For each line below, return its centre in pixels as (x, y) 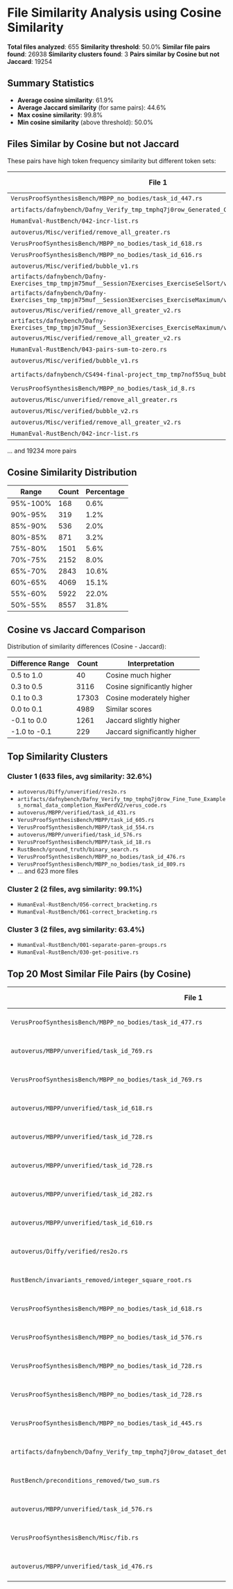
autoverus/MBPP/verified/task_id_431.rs (76, 813)
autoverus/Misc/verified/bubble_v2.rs (75, 411)
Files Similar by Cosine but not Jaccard (93, 144)
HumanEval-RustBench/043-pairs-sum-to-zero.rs (89, 349)
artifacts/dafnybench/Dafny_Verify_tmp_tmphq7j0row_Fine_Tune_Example (121, 799)
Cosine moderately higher (148, 698)
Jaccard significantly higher (151, 732)
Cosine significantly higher (149, 687)
